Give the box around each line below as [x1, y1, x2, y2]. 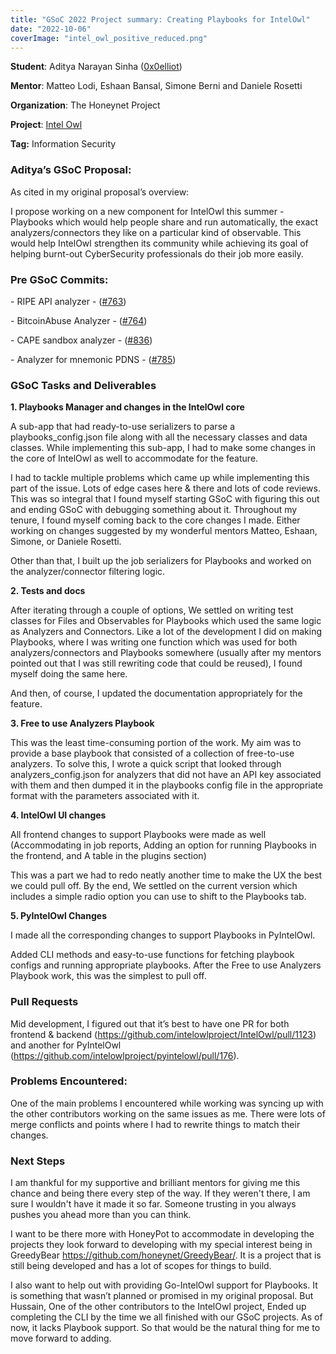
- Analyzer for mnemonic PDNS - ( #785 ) [10, 353, 177, 365]
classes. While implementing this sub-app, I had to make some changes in [10, 442, 316, 454]
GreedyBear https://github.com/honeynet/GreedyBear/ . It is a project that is [10, 1249, 322, 1261]
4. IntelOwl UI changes [10, 809, 107, 821]
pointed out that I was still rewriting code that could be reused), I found [10, 657, 303, 670]
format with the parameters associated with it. [10, 790, 200, 802]
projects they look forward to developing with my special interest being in [10, 1239, 313, 1251]
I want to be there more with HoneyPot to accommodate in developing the [10, 1228, 315, 1240]
